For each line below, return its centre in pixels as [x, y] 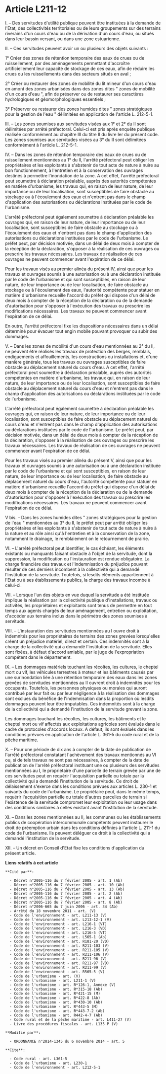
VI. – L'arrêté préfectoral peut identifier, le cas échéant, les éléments [75, 548]
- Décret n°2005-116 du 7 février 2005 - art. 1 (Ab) [66, 880]
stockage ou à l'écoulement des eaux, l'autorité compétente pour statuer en [82, 290]
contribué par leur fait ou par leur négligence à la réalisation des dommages [82, 693]
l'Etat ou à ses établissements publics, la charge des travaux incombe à [78, 580]
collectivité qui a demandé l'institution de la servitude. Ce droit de [72, 781]
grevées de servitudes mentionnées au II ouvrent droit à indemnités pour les [83, 683]
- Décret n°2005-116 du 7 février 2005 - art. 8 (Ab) [66, 902]
